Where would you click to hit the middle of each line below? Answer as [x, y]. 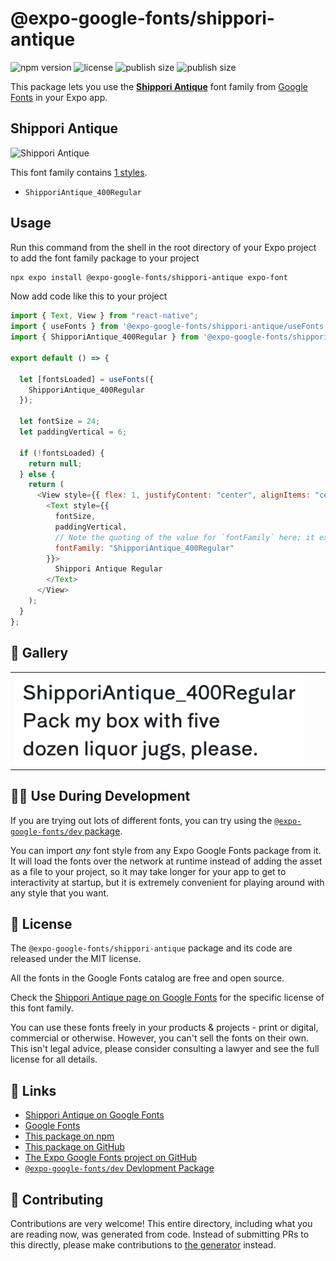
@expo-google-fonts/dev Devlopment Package [119, 1168]
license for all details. [54, 1059]
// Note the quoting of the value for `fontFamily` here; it [184, 537]
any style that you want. [60, 893]
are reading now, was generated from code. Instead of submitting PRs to [160, 1234]
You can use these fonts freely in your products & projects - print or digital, [164, 1028]
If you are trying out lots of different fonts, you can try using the [141, 820]
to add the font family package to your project [105, 258]
